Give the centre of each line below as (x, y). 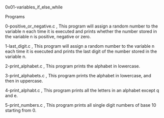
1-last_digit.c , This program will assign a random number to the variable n (80, 46)
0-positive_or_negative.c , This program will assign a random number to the (82, 26)
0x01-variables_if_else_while (34, 7)
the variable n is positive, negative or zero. (48, 37)
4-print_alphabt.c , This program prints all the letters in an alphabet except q (82, 90)
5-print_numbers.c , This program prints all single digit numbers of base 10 (81, 105)
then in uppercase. (24, 81)
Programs (15, 16)
